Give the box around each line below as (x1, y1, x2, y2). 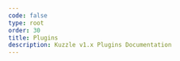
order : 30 (8, 26, 41, 34)
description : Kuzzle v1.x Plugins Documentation (8, 41, 172, 49)
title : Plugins (8, 33, 59, 42)
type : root (8, 19, 44, 27)
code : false (8, 11, 48, 20)
